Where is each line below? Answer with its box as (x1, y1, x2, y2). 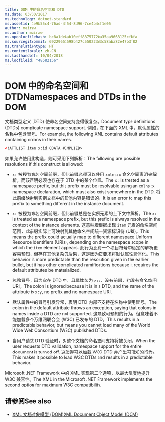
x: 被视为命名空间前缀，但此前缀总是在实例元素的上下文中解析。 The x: (12, 211, 157, 217)
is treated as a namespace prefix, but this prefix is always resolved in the (12, 216, 161, 222)
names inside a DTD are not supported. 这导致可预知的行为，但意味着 (12, 311, 154, 316)
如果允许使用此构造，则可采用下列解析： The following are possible (5, 156, 141, 162)
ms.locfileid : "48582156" (5, 58, 58, 63)
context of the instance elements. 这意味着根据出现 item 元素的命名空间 (12, 222, 158, 228)
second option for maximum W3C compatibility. (5, 382, 102, 387)
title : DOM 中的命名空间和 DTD (5, 7, 64, 12)
